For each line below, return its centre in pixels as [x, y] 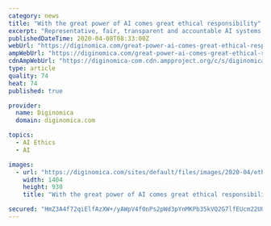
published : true [35, 91]
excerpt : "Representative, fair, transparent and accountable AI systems [135, 31]
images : [21, 165]
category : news [34, 16]
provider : [25, 106]
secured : [23, 209]
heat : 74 [23, 83]
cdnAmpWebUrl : [32, 61]
